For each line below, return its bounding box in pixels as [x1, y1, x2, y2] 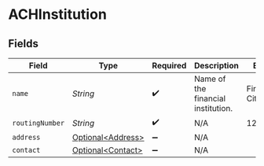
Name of [193, 73, 226, 84]
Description [193, 61, 240, 71]
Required [152, 61, 187, 71]
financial [193, 93, 226, 104]
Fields [8, 37, 39, 50]
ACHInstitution [8, 6, 108, 24]
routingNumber [12, 118, 65, 127]
